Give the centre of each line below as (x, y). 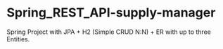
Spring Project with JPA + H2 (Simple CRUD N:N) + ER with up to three (109, 32)
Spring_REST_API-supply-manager (111, 13)
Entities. (18, 39)
